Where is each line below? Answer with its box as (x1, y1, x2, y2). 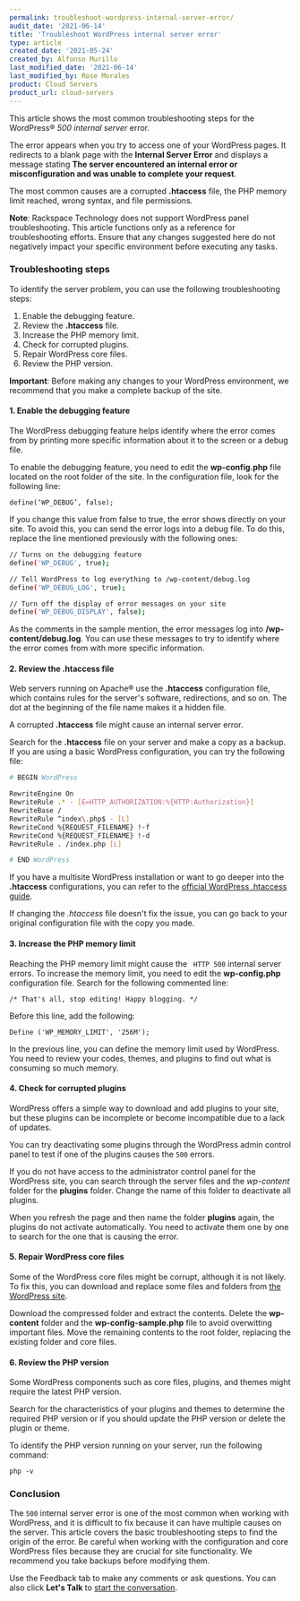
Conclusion (9, 1488, 61, 1501)
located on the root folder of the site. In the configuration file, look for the (9, 471, 279, 482)
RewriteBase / (9, 806, 63, 815)
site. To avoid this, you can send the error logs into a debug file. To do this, (9, 523, 285, 534)
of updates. (9, 1122, 52, 1132)
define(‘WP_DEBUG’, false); (9, 498, 115, 507)
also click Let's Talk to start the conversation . (9, 1582, 177, 1593)
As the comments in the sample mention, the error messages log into (9, 624, 264, 634)
